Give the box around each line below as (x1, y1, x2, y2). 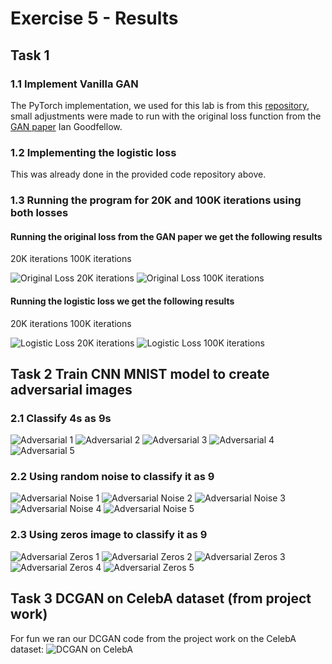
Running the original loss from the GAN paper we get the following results (10, 230, 323, 242)
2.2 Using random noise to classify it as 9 (10, 470, 215, 484)
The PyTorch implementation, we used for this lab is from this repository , (10, 99, 310, 111)
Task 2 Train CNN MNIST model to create (10, 365, 270, 382)
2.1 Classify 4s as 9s (10, 411, 112, 425)
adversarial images (10, 381, 133, 398)
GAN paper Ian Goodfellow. (10, 120, 123, 132)
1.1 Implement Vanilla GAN (10, 77, 139, 91)
